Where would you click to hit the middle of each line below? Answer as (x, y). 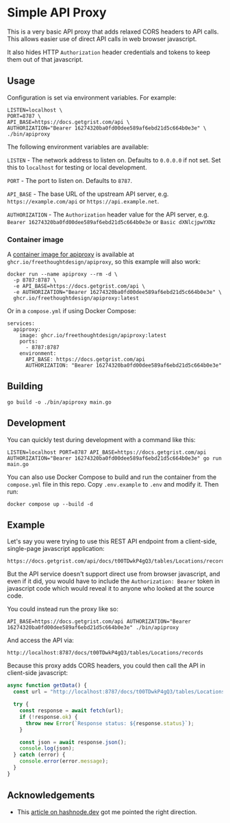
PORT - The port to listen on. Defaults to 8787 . (69, 180)
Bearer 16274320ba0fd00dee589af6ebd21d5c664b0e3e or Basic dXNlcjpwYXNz (111, 221)
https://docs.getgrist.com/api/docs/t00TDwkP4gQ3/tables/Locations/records (117, 561)
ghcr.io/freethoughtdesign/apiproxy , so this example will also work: (104, 262)
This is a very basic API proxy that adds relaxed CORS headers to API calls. (113, 32)
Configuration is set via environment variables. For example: (92, 97)
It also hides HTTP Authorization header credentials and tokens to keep (109, 52)
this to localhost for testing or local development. (77, 167)
